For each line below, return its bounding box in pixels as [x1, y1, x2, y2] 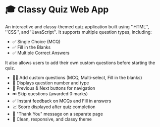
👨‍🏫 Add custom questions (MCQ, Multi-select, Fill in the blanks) [12, 74, 142, 80]
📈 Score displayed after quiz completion [12, 104, 96, 110]
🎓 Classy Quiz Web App [5, 4, 109, 15]
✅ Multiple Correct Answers [12, 50, 70, 56]
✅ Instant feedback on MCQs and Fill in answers [12, 98, 111, 104]
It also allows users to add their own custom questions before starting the [5, 60, 155, 65]
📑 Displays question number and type [12, 80, 89, 86]
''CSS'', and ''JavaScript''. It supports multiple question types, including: [5, 29, 152, 35]
